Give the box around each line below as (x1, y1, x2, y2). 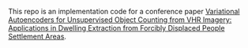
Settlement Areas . (8, 31, 67, 41)
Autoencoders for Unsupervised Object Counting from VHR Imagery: (8, 15, 232, 24)
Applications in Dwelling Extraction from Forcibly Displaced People (8, 24, 225, 32)
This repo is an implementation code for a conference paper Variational (8, 7, 240, 16)
